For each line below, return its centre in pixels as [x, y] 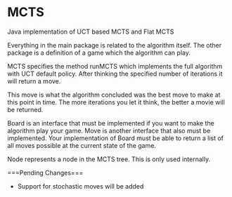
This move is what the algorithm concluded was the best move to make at [114, 95]
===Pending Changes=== [45, 172]
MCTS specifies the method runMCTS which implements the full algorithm [115, 66]
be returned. [25, 109]
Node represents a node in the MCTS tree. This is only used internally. [109, 159]
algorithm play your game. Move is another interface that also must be [109, 130]
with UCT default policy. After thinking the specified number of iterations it [115, 74]
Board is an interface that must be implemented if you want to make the [111, 123]
